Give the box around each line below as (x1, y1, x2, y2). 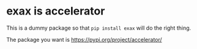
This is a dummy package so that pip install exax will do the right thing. (6, 24, 191, 31)
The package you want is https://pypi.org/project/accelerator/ (6, 36, 162, 43)
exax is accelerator (6, 4, 105, 18)
